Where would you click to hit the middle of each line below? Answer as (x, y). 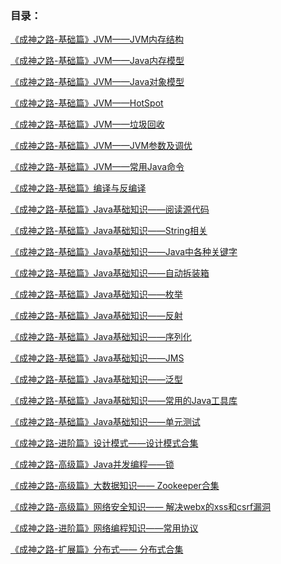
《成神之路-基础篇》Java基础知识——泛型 (96, 379)
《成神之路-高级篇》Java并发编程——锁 (92, 464)
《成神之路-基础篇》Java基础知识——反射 (96, 316)
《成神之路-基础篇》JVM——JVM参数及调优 (101, 146)
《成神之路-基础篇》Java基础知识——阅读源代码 (110, 209)
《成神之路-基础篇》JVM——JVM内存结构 (97, 39)
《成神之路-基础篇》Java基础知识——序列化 (101, 337)
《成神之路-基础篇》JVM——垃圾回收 (87, 124)
